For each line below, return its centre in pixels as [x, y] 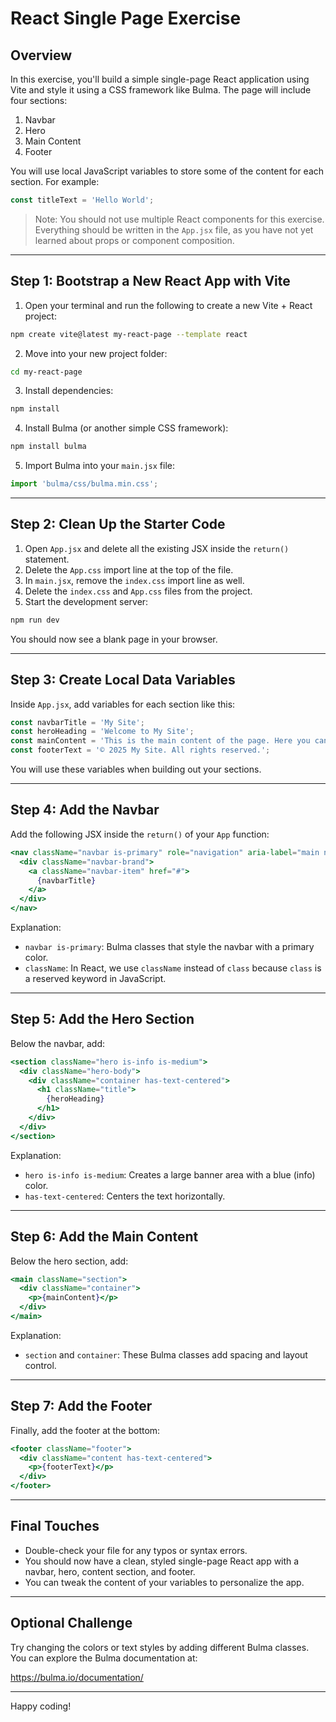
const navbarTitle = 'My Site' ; [77, 722]
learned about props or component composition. [134, 240]
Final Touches [55, 1526]
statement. [47, 559]
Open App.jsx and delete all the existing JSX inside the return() [157, 548]
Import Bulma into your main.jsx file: [99, 466]
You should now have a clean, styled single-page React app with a [162, 1561]
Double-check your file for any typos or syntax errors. [136, 1550]
